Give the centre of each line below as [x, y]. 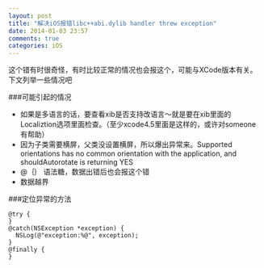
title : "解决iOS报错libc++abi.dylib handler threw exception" [113, 23]
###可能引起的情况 [40, 97]
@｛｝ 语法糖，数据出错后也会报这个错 [85, 172]
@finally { [27, 250]
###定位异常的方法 [40, 199]
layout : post [30, 16]
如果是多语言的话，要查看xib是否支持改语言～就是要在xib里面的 [126, 115]
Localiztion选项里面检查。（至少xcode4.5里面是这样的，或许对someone [138, 124]
